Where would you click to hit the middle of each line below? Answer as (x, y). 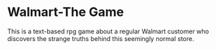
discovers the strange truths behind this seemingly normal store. (101, 38)
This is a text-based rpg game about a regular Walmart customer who (108, 31)
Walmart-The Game (66, 12)
